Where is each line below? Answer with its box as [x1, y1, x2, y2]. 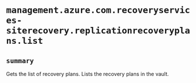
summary [6, 56, 34, 65]
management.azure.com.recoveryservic [6, 5, 191, 16]
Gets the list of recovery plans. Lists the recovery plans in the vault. [6, 71, 169, 77]
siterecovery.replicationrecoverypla [6, 25, 191, 36]
